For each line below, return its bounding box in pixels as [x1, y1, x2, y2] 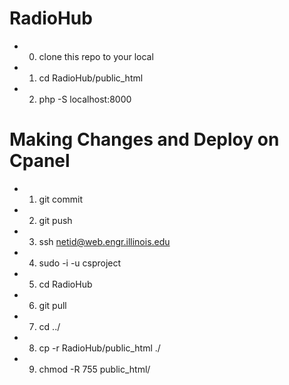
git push [38, 214, 73, 226]
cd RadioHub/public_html [38, 72, 144, 84]
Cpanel [9, 150, 71, 172]
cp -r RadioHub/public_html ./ [38, 342, 161, 354]
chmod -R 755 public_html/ [38, 363, 151, 375]
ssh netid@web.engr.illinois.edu [38, 235, 171, 247]
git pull [38, 299, 67, 311]
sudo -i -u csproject [38, 257, 122, 269]
